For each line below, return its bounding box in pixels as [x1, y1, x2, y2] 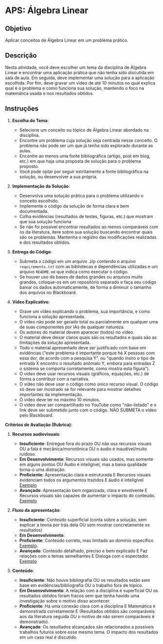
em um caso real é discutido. [19, 634, 78, 640]
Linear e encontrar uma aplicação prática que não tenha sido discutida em [5, 69, 154, 75]
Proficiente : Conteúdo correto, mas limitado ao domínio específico [19, 537, 154, 543]
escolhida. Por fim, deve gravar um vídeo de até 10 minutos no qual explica [5, 80, 156, 86]
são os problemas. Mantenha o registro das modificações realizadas [19, 234, 157, 240]
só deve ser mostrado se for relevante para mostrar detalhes [19, 386, 141, 392]
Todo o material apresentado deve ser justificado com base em [19, 344, 146, 350]
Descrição [5, 51, 37, 60]
